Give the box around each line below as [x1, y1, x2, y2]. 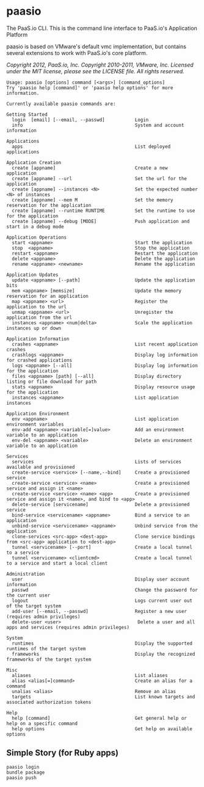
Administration [6, 571, 45, 577]
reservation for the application [6, 202, 92, 208]
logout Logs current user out [12, 597, 192, 604]
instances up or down [6, 325, 62, 331]
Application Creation [6, 159, 62, 165]
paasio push [6, 774, 37, 781]
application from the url [6, 314, 72, 321]
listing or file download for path [6, 379, 97, 385]
